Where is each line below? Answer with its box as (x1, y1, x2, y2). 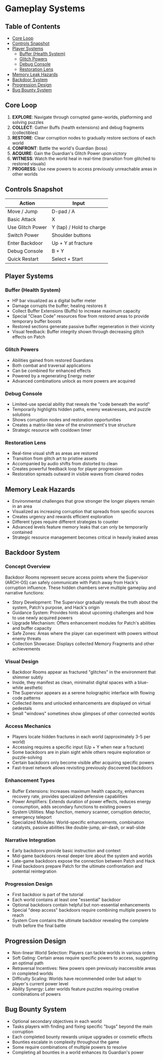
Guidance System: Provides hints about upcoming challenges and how (12, 609, 154, 615)
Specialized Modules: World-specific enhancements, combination (12, 819, 145, 825)
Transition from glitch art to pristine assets (12, 455, 97, 461)
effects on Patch (12, 334, 45, 340)
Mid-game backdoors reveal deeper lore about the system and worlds (12, 853, 153, 859)
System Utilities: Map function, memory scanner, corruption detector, (12, 809, 151, 815)
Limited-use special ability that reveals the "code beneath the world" (12, 401, 150, 407)
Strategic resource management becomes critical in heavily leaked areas (12, 534, 158, 540)
